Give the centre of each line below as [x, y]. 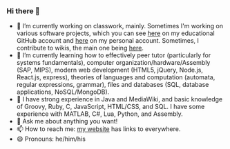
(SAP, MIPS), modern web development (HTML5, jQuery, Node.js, [109, 70]
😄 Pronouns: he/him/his [51, 139]
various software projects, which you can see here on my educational [115, 33]
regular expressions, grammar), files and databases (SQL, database [113, 85]
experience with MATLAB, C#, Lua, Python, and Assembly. [100, 114]
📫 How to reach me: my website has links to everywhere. [98, 129]
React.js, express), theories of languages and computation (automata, [116, 77]
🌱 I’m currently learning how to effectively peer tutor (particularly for [114, 55]
